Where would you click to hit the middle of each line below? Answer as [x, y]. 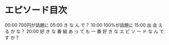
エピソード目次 [36, 10]
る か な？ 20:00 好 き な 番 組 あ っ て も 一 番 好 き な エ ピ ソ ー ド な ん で [84, 31]
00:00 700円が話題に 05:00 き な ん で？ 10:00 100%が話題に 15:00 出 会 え [84, 25]
